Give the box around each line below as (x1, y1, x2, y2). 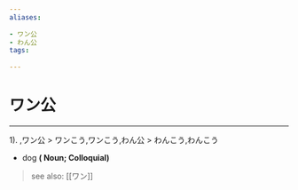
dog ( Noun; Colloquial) (21, 152, 110, 162)
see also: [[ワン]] (30, 170, 93, 181)
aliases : (9, 12, 42, 22)
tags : (9, 46, 29, 55)
